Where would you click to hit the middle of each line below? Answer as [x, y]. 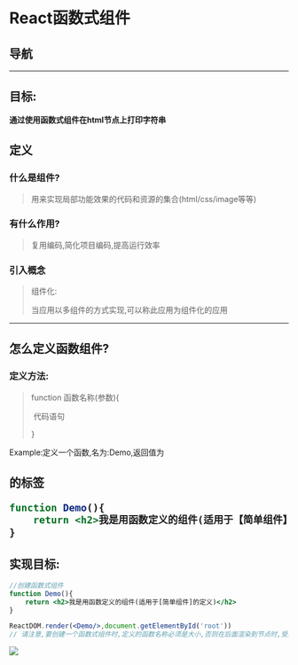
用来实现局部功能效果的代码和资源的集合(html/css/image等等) [144, 199]
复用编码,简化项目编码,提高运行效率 [95, 245]
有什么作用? [35, 224]
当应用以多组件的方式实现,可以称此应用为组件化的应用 [129, 310]
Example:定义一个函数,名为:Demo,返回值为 [87, 452]
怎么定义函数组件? [59, 349]
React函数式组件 [70, 18]
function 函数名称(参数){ [75, 397]
